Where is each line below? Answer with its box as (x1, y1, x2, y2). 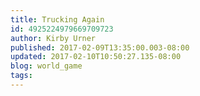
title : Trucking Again (10, 14, 105, 25)
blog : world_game (10, 61, 83, 71)
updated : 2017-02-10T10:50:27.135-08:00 (10, 52, 182, 62)
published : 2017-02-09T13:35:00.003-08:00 (10, 42, 190, 53)
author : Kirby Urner (10, 33, 97, 43)
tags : (10, 71, 33, 81)
